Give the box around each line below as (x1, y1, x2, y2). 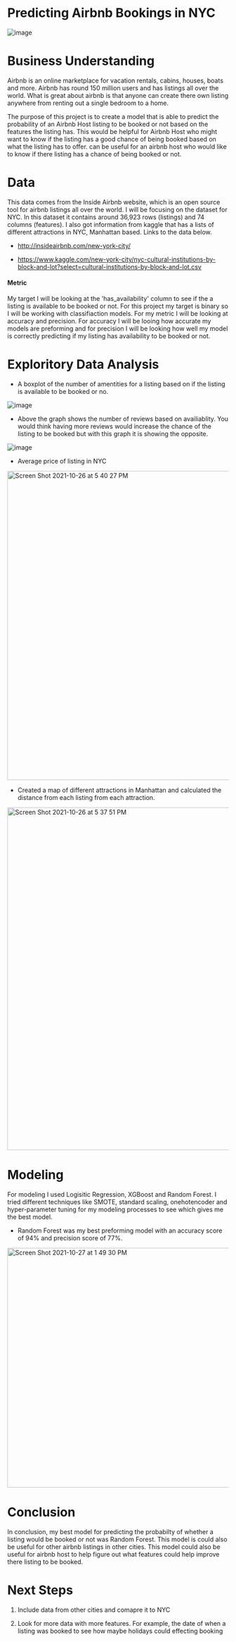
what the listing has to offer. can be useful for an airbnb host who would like (7, 142, 227, 151)
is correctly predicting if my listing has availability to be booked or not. (7, 332, 211, 340)
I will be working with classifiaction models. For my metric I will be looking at (7, 309, 228, 318)
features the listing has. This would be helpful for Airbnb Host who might (7, 127, 218, 135)
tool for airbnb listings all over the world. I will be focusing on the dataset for (7, 205, 228, 214)
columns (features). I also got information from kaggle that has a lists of (7, 220, 214, 228)
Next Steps (7, 1582, 74, 1598)
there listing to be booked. (7, 1557, 84, 1566)
